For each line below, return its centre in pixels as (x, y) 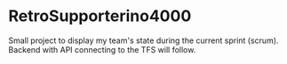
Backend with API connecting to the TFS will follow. (102, 49)
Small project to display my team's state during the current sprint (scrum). (143, 40)
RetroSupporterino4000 (100, 16)
